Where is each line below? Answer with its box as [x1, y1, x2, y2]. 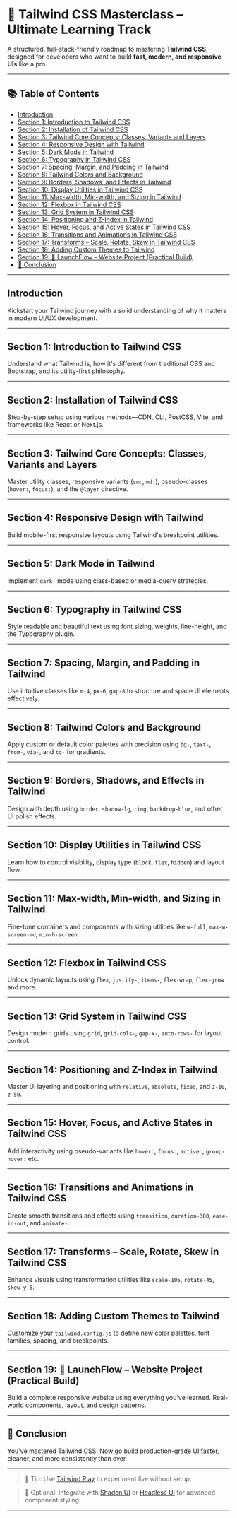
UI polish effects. [7, 812, 57, 820]
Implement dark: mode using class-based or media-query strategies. [7, 576, 209, 585]
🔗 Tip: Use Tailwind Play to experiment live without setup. [24, 1474, 192, 1483]
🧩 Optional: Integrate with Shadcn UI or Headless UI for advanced [24, 1488, 216, 1497]
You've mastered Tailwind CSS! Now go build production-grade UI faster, [7, 1447, 220, 1455]
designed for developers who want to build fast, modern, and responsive [7, 52, 222, 61]
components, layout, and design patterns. [25, 1401, 147, 1409]
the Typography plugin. [7, 630, 75, 638]
